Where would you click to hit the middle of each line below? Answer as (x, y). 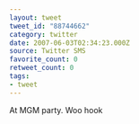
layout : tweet (36, 18)
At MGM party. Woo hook (56, 110)
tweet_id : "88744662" (50, 26)
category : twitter (43, 34)
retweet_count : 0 (42, 68)
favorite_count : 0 (43, 59)
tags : (19, 76)
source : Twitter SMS (48, 51)
